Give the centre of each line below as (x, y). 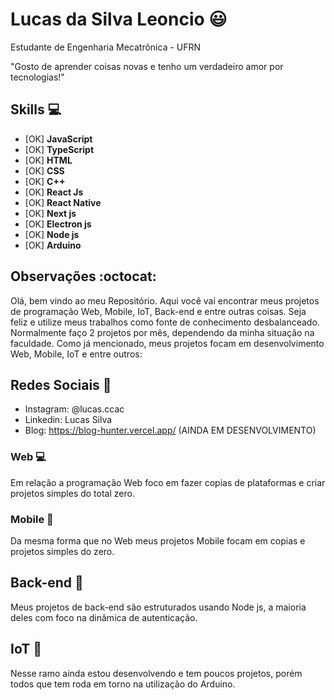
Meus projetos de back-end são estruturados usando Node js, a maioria (158, 607)
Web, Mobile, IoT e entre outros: (76, 354)
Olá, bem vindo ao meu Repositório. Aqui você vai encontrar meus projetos (165, 300)
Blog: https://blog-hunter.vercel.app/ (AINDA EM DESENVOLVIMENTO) (170, 430)
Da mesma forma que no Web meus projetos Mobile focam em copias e (158, 540)
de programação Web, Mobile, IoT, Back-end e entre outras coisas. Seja (158, 311)
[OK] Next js (50, 213)
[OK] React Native (63, 202)
